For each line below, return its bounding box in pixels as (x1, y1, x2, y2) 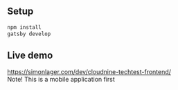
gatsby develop (7, 30, 51, 37)
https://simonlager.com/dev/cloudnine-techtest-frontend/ (7, 68, 172, 76)
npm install (7, 24, 42, 30)
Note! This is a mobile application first (7, 75, 116, 84)
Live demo (7, 49, 53, 61)
